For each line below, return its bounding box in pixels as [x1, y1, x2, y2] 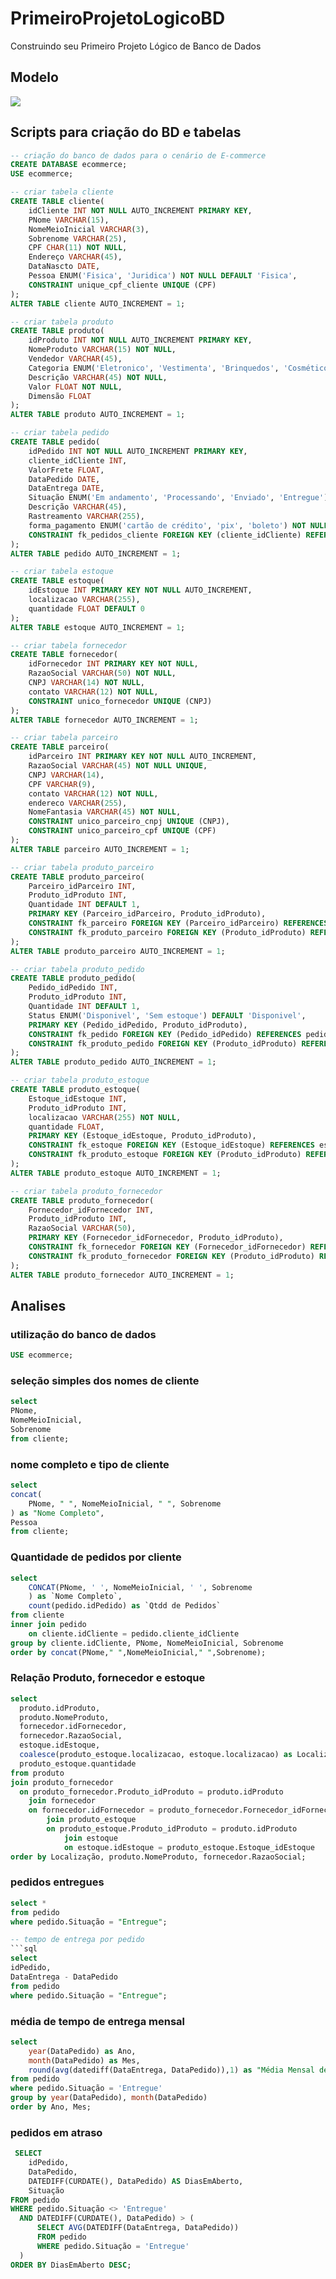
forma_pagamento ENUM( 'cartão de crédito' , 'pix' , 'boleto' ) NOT [28, 520, 307, 531]
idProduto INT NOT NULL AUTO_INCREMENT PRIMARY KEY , [28, 335, 253, 346]
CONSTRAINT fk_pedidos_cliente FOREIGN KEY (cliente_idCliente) [28, 530, 302, 540]
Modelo [10, 69, 59, 86]
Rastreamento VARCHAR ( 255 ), [28, 512, 145, 522]
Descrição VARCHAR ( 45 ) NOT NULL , [28, 372, 168, 382]
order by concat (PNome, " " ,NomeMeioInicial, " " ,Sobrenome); [10, 1647, 267, 1657]
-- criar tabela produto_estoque [10, 1075, 150, 1086]
